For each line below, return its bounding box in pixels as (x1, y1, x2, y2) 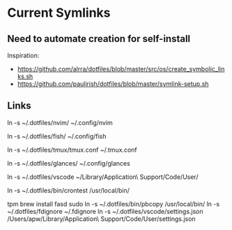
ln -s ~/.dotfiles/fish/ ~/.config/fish (7, 131, 107, 141)
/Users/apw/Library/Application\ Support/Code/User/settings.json (7, 215, 196, 223)
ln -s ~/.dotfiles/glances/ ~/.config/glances (7, 159, 130, 167)
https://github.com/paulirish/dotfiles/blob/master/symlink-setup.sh (17, 80, 209, 88)
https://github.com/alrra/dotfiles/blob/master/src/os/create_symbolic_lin (17, 65, 225, 73)
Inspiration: (7, 51, 40, 59)
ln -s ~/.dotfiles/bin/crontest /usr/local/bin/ (7, 186, 130, 194)
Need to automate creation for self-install (7, 33, 191, 45)
